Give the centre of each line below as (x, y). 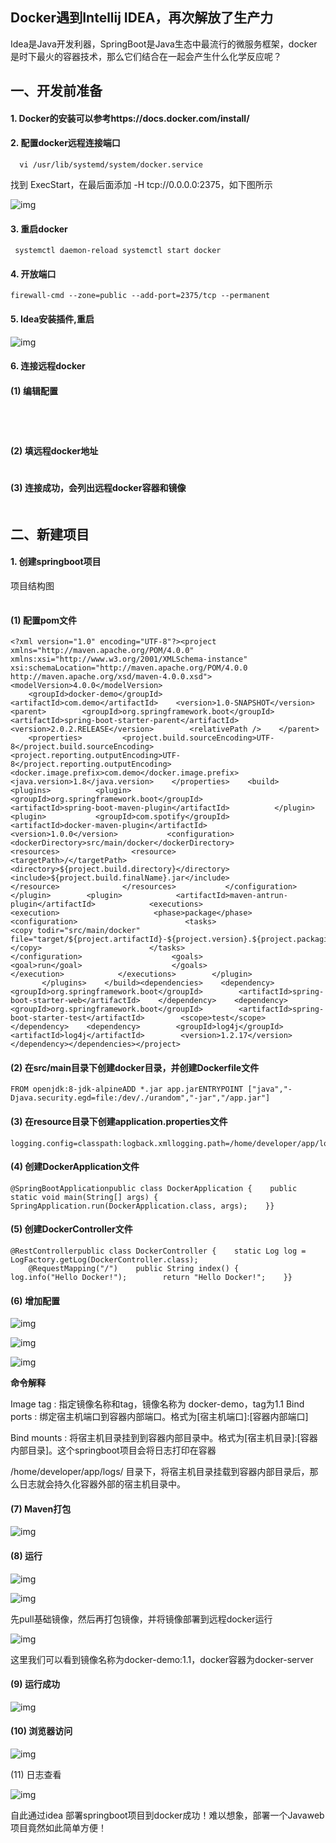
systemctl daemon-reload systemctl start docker (118, 251)
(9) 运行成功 (35, 1684)
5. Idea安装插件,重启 (52, 319)
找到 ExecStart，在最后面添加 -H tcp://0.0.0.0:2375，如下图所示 (141, 184)
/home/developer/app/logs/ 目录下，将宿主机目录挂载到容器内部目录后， (160, 1472)
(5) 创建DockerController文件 (71, 1229)
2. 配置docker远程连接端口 (65, 143)
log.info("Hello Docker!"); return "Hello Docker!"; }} (151, 1278)
